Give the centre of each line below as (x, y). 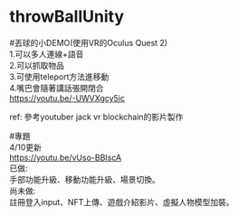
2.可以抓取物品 (37, 65)
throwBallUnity (67, 17)
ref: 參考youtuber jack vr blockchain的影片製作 (96, 117)
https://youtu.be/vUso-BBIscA (66, 157)
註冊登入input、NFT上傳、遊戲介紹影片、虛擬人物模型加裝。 (122, 202)
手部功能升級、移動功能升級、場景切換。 (85, 179)
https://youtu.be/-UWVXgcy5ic (67, 98)
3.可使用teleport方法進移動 (59, 76)
